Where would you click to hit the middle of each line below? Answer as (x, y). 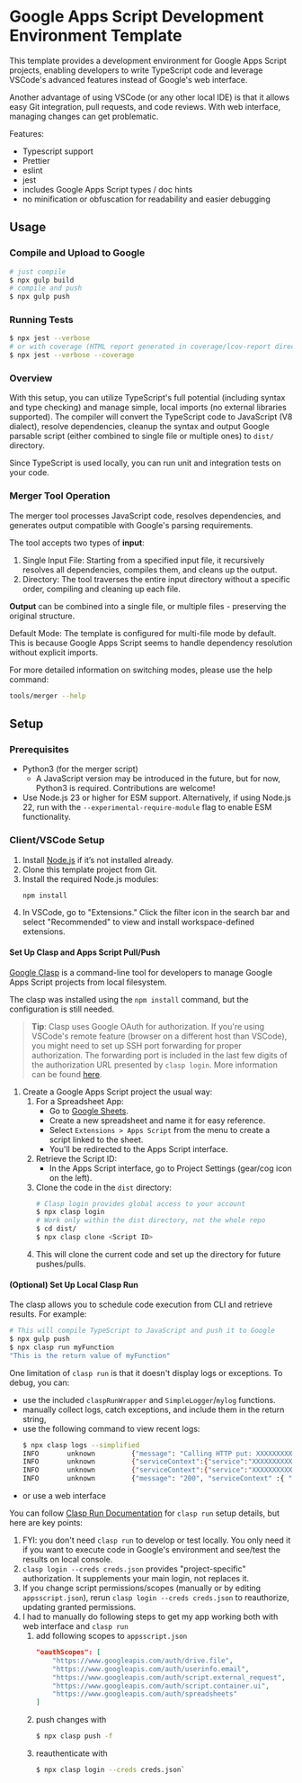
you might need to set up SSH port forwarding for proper (137, 1045)
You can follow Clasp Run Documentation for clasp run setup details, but (145, 1513)
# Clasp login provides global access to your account (140, 1203)
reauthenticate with (71, 1753)
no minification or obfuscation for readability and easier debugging (147, 199)
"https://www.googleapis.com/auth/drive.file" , (143, 1661)
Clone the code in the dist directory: (104, 1187)
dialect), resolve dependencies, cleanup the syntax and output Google (139, 427)
